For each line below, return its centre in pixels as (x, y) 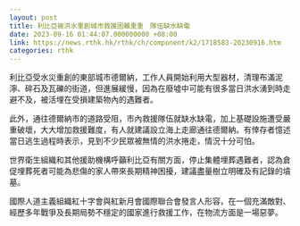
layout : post (33, 17)
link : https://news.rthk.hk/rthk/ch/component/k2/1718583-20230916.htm (145, 42)
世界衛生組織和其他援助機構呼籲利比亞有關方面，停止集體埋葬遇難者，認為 (146, 160)
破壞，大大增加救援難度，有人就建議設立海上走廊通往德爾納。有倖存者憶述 (154, 130)
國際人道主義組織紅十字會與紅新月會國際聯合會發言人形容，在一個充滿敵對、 (150, 201)
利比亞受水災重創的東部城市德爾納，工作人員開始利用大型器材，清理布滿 (142, 78)
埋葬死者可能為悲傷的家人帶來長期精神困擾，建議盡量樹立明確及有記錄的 (150, 172)
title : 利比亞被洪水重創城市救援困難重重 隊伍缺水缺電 (100, 26)
